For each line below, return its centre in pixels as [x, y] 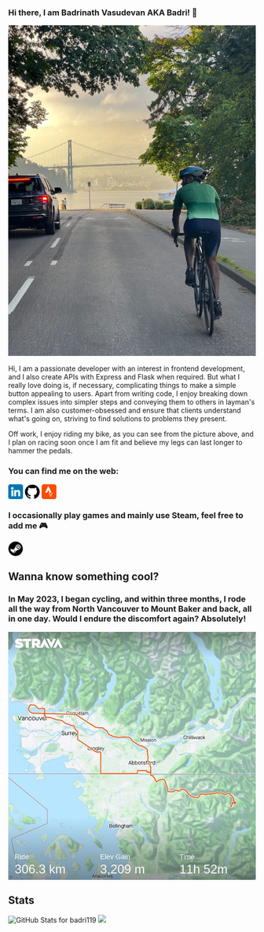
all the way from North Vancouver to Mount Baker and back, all [130, 609]
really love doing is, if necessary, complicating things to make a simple [122, 386]
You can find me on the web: [64, 472]
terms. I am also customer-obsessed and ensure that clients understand [125, 411]
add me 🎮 [28, 525]
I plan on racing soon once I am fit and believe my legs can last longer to [125, 442]
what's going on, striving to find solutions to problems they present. [118, 419]
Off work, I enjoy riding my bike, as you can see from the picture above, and [131, 434]
